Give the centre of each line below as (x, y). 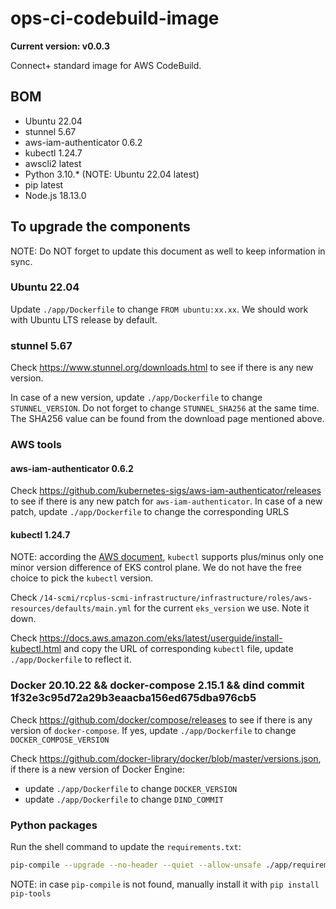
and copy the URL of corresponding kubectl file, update (178, 649)
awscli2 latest (53, 163)
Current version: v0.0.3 (60, 46)
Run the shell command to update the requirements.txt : (126, 847)
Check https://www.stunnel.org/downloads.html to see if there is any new (162, 368)
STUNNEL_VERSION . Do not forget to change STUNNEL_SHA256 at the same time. (165, 408)
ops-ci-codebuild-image (115, 18)
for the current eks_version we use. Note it (221, 608)
